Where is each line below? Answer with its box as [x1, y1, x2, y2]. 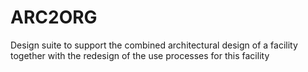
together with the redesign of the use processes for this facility [10, 49, 270, 61]
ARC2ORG [10, 6, 98, 29]
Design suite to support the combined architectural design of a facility [10, 39, 298, 51]
